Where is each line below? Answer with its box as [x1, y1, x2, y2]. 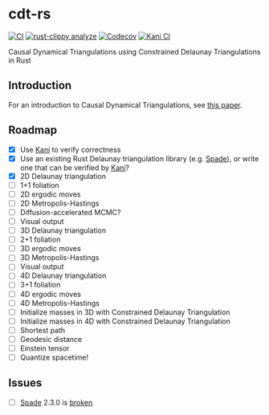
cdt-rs [8, 5, 51, 23]
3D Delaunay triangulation [19, 226, 107, 235]
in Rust [8, 55, 31, 65]
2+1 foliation [19, 234, 61, 245]
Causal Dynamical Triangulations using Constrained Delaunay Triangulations [8, 47, 261, 56]
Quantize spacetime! [19, 352, 89, 362]
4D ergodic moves [19, 289, 82, 299]
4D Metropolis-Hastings [19, 298, 100, 307]
